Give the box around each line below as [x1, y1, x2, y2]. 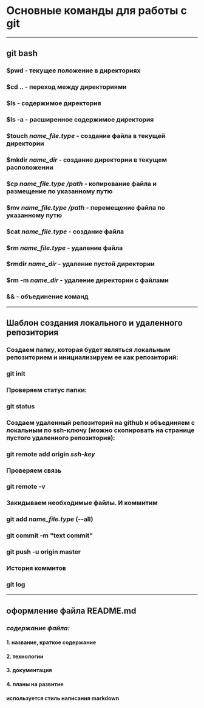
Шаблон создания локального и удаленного [6, 318, 183, 328]
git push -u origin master [6, 548, 81, 556]
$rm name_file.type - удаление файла [6, 244, 123, 252]
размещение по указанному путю [6, 187, 113, 195]
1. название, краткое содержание [6, 639, 97, 646]
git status [6, 402, 35, 410]
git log [6, 580, 25, 588]
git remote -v [6, 483, 46, 491]
